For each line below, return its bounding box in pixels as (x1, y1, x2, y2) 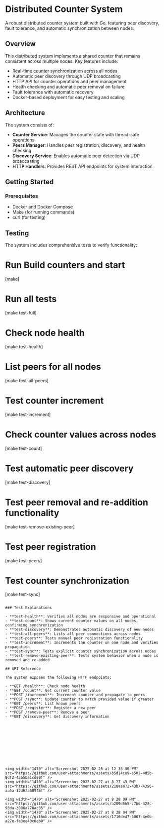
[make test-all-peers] (5, 377, 49, 384)
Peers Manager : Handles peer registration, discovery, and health (12, 142, 145, 148)
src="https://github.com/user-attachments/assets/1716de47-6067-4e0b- (5, 815, 154, 820)
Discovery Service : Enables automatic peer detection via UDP (12, 153, 140, 159)
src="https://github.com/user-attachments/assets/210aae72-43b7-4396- (5, 784, 154, 789)
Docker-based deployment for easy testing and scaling (12, 94, 125, 100)
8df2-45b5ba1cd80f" (5, 775, 46, 780)
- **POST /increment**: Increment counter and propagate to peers (5, 693, 145, 698)
